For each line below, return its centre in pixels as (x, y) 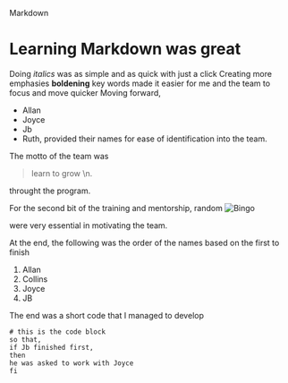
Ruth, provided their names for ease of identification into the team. (144, 139)
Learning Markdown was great (125, 49)
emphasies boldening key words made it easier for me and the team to (140, 83)
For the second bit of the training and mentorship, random (116, 208)
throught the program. (50, 191)
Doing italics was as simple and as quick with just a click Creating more (141, 73)
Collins (35, 279)
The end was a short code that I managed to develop (106, 315)
